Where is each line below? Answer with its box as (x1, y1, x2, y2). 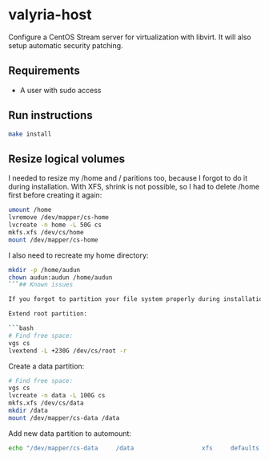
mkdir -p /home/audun (8, 266, 81, 274)
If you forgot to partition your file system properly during (8, 295, 220, 303)
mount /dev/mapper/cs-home (8, 235, 98, 244)
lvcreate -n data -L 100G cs (8, 392, 106, 400)
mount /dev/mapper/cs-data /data (8, 413, 120, 422)
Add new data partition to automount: (8, 428, 132, 438)
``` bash (8, 324, 34, 332)
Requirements (8, 64, 80, 78)
